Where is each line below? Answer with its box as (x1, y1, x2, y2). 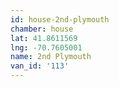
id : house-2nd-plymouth (10, 14, 110, 25)
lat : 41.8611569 (10, 33, 78, 43)
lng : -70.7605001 (10, 42, 83, 53)
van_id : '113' (10, 61, 70, 71)
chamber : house (10, 24, 74, 34)
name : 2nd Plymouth (10, 52, 92, 62)
